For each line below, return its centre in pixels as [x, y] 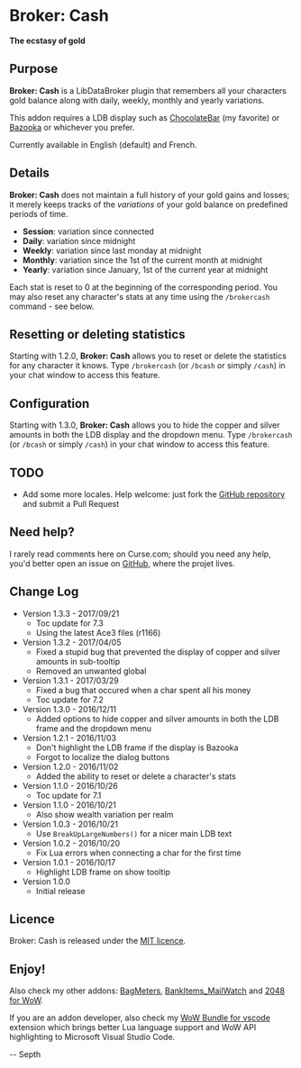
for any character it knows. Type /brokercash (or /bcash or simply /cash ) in [147, 366]
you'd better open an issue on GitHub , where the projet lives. [123, 563]
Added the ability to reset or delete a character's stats [136, 776]
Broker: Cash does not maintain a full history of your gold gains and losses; [150, 195]
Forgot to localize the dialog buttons [103, 756]
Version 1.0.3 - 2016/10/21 [70, 824]
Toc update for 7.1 [68, 795]
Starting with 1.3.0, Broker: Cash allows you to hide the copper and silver [145, 425]
